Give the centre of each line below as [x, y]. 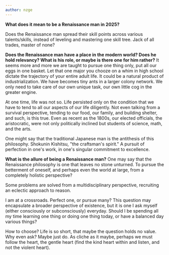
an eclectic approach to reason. [38, 190]
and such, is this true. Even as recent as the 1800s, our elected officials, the [84, 118]
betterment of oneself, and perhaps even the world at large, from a [75, 170]
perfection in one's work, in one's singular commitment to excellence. [77, 149]
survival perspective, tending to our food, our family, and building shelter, [81, 113]
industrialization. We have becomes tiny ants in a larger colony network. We [84, 81]
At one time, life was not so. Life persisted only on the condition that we [80, 102]
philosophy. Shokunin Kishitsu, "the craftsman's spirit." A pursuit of [75, 144]
